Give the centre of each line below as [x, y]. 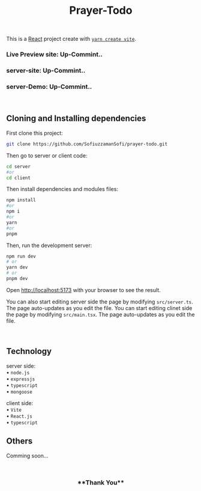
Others [19, 441]
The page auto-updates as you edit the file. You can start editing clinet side [99, 308]
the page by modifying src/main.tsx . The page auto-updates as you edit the [100, 314]
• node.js [18, 372]
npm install [21, 200]
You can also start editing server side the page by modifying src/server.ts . [100, 302]
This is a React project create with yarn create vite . [71, 38]
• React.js [19, 416]
